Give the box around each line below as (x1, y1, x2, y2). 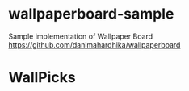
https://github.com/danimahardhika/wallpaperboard (8, 39, 181, 49)
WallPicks (8, 68, 76, 87)
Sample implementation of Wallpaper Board (8, 31, 153, 41)
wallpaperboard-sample (8, 5, 174, 23)
